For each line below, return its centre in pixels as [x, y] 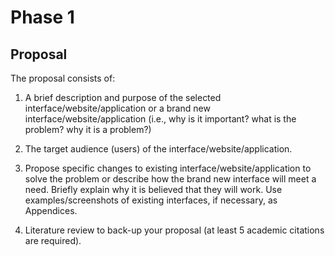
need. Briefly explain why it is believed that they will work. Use [153, 189]
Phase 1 [42, 17]
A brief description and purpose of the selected [123, 97]
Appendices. [51, 210]
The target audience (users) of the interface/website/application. [158, 149]
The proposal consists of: [63, 78]
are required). [53, 240]
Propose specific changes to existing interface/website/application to [168, 168]
